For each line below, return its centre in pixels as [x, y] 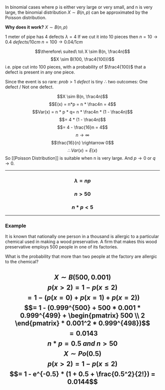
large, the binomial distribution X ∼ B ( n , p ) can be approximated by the [77, 12]
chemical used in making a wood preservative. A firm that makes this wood [81, 242]
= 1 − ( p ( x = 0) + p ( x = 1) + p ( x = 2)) [83, 298]
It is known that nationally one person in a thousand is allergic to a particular [82, 237]
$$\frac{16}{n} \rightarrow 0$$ [82, 143]
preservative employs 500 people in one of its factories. [62, 247]
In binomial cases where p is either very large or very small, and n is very [79, 7]
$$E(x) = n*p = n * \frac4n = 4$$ [82, 104]
